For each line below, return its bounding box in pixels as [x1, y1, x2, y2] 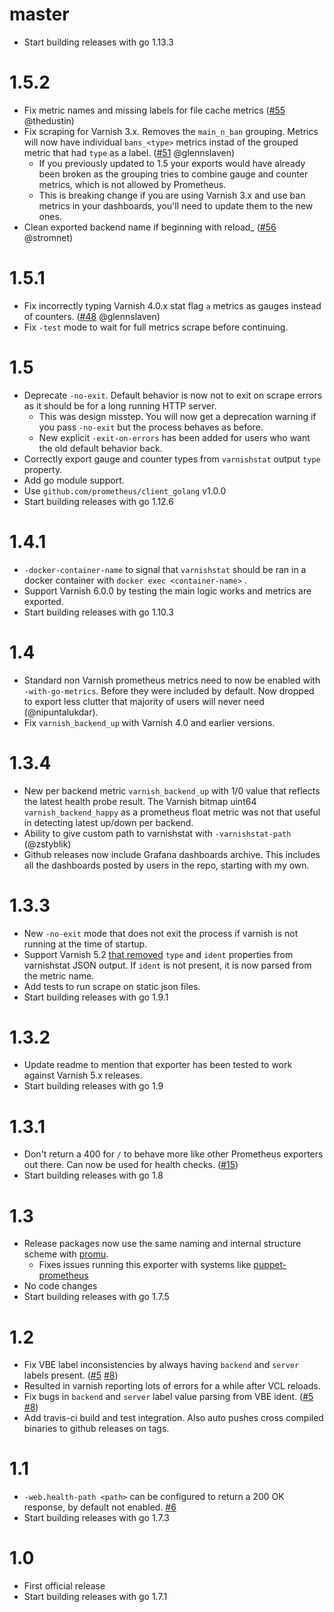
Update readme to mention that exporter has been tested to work [23, 1059, 293, 1071]
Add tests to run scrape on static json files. [23, 980, 201, 992]
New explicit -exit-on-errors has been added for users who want [38, 431, 311, 443]
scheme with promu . [23, 1248, 109, 1260]
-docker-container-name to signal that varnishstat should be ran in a [23, 563, 307, 575]
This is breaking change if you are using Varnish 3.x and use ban [38, 189, 306, 201]
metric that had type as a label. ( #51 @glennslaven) [23, 146, 236, 158]
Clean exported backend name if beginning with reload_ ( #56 [23, 221, 277, 233]
